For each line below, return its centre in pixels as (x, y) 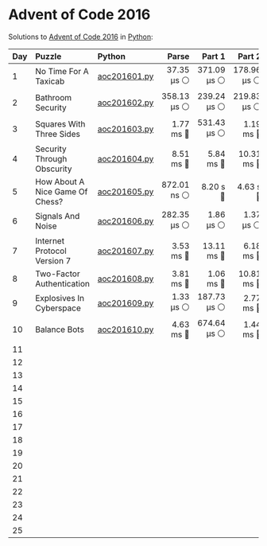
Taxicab (50, 81)
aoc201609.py (126, 303)
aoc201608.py (126, 279)
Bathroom (54, 98)
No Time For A (62, 72)
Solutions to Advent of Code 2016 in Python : (81, 37)
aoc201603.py (126, 129)
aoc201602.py (126, 103)
